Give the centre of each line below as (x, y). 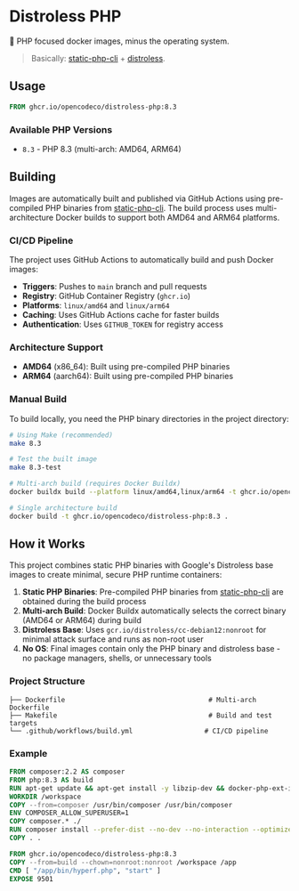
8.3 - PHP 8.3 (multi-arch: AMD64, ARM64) (101, 149)
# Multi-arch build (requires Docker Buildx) (95, 484)
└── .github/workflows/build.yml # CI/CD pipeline (139, 731)
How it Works (47, 544)
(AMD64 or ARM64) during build (82, 620)
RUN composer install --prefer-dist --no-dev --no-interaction (129, 830)
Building (32, 177)
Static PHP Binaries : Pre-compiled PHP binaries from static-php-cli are (153, 592)
